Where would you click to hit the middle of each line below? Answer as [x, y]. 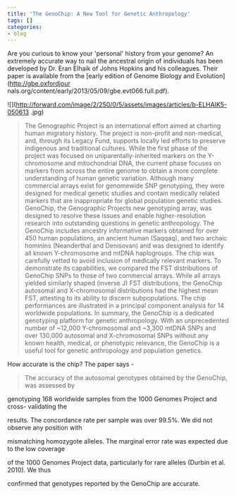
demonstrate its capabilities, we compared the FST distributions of [121, 268]
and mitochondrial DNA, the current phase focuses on [143, 164]
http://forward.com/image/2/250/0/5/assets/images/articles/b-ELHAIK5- [122, 105]
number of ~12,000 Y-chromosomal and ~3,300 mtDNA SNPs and [120, 328]
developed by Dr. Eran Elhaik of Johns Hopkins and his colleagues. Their [113, 68]
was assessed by [50, 386]
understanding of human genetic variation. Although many [109, 178]
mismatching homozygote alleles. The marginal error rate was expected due [118, 441]
